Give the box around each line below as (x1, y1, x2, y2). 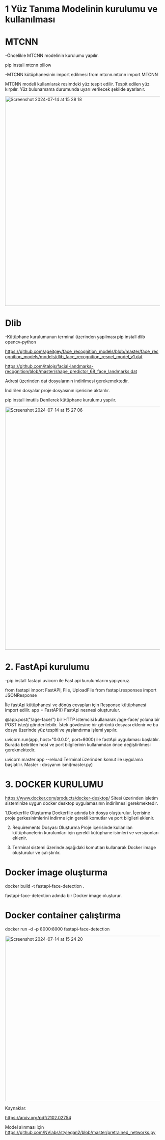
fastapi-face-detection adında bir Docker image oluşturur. (5, 892, 122, 899)
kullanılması (5, 14, 55, 25)
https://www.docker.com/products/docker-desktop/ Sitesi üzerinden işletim (5, 795, 158, 801)
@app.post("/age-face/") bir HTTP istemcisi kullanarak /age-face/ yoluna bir (5, 716, 160, 722)
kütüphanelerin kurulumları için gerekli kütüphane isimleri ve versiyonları (12, 829, 159, 835)
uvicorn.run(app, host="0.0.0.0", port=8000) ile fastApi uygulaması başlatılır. (5, 737, 160, 742)
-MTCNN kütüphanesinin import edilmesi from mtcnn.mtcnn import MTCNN (5, 72, 158, 78)
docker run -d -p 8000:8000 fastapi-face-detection (5, 926, 110, 932)
